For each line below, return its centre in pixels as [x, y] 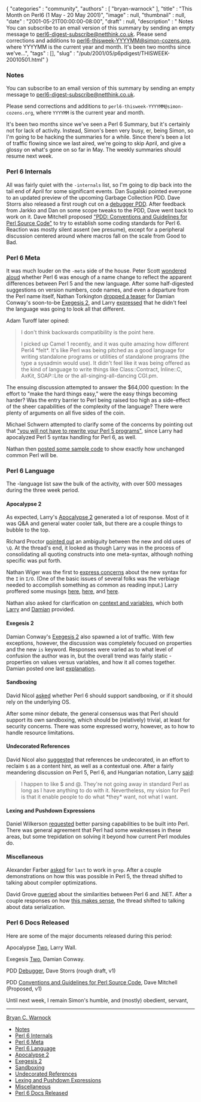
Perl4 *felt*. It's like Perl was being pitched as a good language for [103, 350]
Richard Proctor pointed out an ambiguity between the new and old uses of [99, 542]
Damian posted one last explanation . [51, 668]
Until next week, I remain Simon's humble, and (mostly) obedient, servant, [97, 1000]
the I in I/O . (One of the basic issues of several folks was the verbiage [93, 579]
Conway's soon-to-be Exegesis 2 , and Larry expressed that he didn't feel [97, 302]
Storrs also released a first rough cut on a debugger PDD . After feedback [96, 204]
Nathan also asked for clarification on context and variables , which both [95, 603]
